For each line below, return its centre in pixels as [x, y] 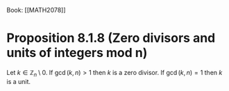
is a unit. [19, 81]
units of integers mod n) [77, 53]
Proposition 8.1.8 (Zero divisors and [111, 38]
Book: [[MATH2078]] [36, 10]
